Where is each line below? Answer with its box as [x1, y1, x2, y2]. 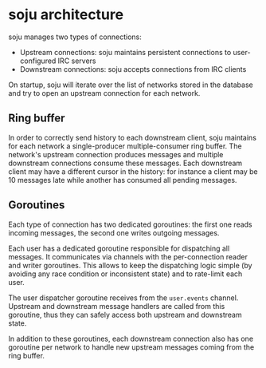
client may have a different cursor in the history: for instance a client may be [8, 166, 259, 176]
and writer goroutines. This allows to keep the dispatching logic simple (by [8, 260, 252, 270]
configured [19, 56, 57, 65]
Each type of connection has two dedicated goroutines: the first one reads [8, 220, 252, 229]
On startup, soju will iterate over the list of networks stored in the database [8, 80, 253, 89]
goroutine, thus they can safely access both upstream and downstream [8, 310, 242, 319]
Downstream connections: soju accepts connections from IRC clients [19, 64, 247, 73]
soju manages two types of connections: [8, 32, 142, 42]
